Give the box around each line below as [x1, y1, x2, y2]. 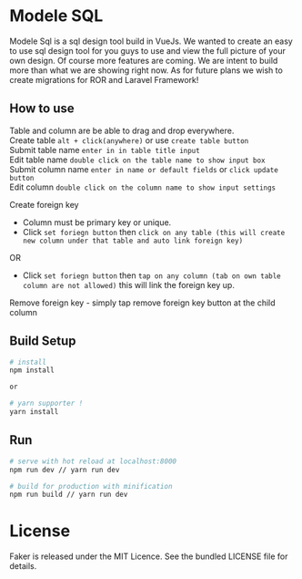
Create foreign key [9, 199, 79, 210]
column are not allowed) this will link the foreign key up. [22, 279, 235, 290]
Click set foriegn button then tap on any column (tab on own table [22, 270, 282, 281]
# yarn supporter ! [9, 398, 84, 408]
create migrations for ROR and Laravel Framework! [9, 74, 199, 85]
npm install [9, 366, 55, 375]
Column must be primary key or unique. [22, 216, 172, 228]
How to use [9, 101, 75, 117]
